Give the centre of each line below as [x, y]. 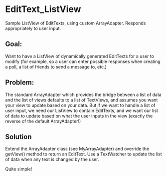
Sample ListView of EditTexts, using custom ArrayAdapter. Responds [76, 23]
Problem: [20, 83]
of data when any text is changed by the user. [52, 159]
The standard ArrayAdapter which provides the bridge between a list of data [83, 94]
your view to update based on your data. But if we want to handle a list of [80, 105]
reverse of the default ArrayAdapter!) [43, 121]
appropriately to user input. [33, 28]
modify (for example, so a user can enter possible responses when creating [83, 61]
